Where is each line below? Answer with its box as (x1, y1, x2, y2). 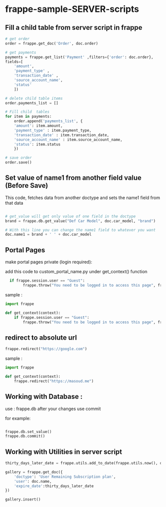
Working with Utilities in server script (5, 447, 123, 456)
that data (5, 200, 24, 206)
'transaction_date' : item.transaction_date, (14, 133, 110, 138)
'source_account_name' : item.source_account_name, (14, 137, 123, 142)
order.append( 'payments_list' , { (14, 119, 83, 124)
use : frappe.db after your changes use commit (5, 406, 101, 412)
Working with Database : (5, 392, 83, 401)
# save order (5, 155, 32, 160)
